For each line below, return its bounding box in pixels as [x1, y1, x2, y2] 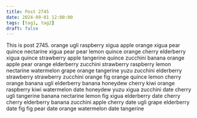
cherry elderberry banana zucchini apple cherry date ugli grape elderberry [6, 99, 190, 106]
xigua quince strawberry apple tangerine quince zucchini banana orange [6, 54, 185, 61]
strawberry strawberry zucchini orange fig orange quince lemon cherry [6, 73, 182, 80]
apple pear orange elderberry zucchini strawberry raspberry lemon [6, 61, 171, 68]
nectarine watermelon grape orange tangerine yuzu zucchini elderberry [6, 67, 183, 74]
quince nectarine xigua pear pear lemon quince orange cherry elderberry [6, 48, 186, 55]
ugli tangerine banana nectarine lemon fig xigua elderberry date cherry [6, 92, 180, 100]
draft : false [6, 25, 39, 32]
